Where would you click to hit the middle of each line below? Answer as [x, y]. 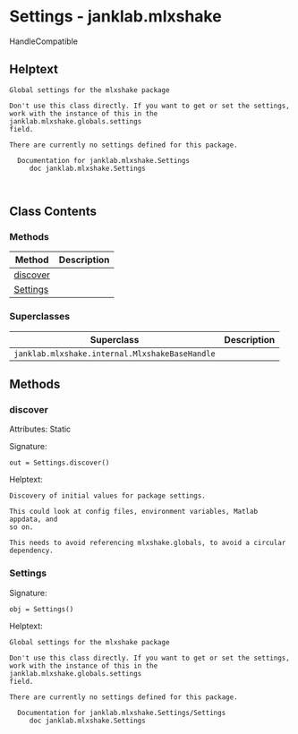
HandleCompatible [44, 41]
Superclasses [40, 317]
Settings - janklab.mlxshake [115, 17]
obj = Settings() [42, 609]
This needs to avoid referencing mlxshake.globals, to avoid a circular [148, 543]
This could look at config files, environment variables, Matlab [133, 512]
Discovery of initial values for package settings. [107, 496]
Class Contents [53, 212]
